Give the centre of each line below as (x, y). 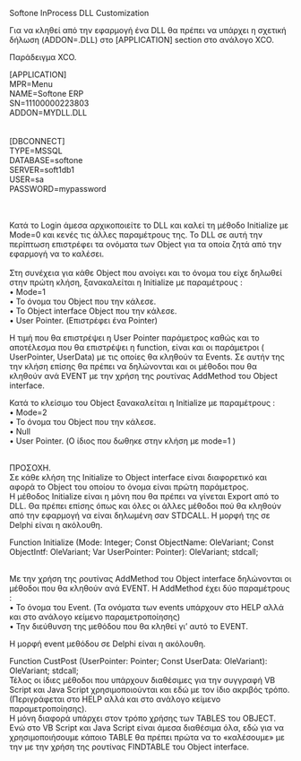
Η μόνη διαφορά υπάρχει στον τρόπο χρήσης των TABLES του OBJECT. (142, 718)
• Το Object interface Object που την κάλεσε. (93, 311)
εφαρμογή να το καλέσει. (57, 254)
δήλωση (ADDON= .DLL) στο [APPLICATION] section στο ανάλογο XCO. (142, 40)
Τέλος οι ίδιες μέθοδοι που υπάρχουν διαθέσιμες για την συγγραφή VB (142, 680)
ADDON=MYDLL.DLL (48, 112)
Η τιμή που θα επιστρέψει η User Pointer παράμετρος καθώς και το (134, 338)
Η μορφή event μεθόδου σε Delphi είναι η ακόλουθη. (107, 644)
